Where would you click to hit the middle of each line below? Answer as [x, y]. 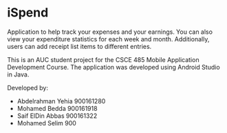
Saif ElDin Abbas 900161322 [57, 116]
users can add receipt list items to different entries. [79, 46]
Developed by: [28, 88]
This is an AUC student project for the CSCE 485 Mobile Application [103, 59]
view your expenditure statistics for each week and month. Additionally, [108, 39]
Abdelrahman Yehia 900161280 [61, 101]
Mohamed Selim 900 [47, 123]
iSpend [28, 13]
